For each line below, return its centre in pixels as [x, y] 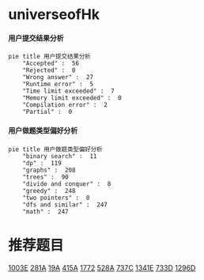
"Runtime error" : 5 [58, 85]
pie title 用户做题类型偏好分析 [55, 149]
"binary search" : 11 [60, 156]
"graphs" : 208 [49, 170]
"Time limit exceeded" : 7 [68, 91]
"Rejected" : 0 [49, 70]
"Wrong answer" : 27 [58, 78]
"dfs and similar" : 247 [65, 204]
